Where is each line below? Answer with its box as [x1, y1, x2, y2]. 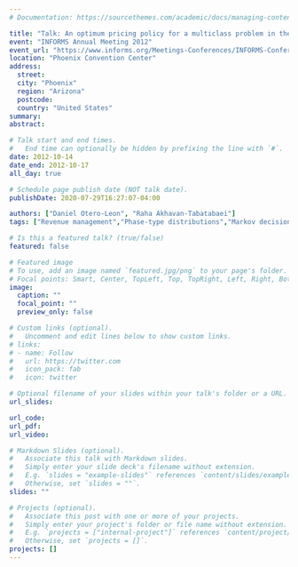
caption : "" [17, 291, 62, 300]
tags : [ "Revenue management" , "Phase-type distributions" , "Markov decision [9, 218, 292, 227]
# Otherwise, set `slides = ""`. [9, 479, 141, 488]
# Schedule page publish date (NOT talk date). [9, 185, 189, 194]
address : [9, 62, 42, 71]
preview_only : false [17, 307, 93, 316]
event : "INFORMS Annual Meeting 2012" [9, 37, 153, 46]
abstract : [9, 120, 46, 129]
